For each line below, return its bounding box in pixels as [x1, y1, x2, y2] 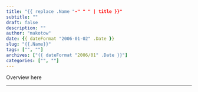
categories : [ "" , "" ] [6, 57, 60, 63]
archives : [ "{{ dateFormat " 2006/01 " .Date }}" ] [6, 52, 128, 58]
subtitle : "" [6, 14, 38, 20]
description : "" [6, 25, 46, 31]
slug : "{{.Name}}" [6, 42, 51, 47]
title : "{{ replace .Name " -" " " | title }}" [6, 8, 123, 15]
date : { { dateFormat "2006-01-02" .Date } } [6, 36, 115, 42]
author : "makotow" [6, 30, 51, 36]
